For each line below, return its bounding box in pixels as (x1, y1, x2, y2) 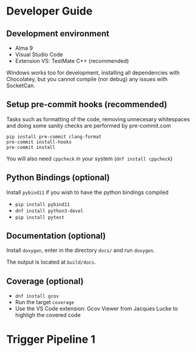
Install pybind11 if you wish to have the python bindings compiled (6, 188, 169, 196)
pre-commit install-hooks (6, 139, 72, 145)
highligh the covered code (15, 311, 81, 319)
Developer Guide (6, 4, 93, 18)
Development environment (6, 28, 110, 39)
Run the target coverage (15, 299, 75, 306)
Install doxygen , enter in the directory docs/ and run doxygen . (6, 247, 155, 254)
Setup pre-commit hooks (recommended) (6, 99, 167, 110)
